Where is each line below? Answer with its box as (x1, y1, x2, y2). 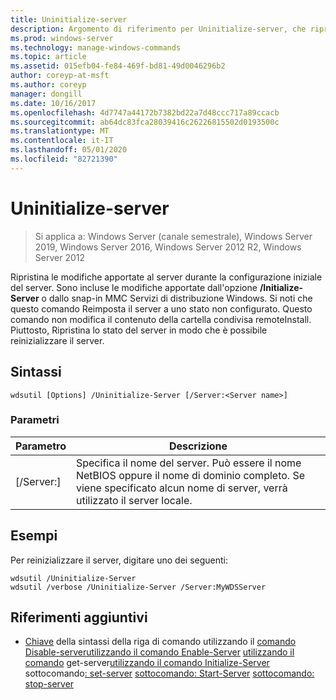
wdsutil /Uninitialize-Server (10, 573, 137, 583)
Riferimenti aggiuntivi (10, 609, 148, 626)
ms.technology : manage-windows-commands (10, 42, 182, 53)
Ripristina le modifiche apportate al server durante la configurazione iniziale (10, 271, 323, 283)
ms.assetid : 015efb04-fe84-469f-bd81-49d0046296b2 (10, 61, 226, 71)
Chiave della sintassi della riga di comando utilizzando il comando (24, 636, 297, 648)
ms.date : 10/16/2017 (10, 98, 97, 108)
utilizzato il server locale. (75, 493, 193, 507)
